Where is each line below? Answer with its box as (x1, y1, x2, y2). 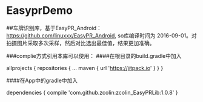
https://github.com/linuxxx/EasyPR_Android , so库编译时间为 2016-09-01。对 (6, 31, 197, 39)
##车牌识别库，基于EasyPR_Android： (6, 24, 102, 31)
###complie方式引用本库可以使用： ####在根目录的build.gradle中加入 (6, 52, 182, 59)
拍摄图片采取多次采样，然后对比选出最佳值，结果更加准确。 (6, 39, 155, 46)
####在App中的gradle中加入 (6, 77, 78, 84)
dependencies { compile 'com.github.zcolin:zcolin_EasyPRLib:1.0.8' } (6, 89, 178, 96)
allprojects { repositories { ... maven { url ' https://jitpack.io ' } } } (6, 64, 164, 71)
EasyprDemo (6, 4, 73, 18)
